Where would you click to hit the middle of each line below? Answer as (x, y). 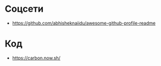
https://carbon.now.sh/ (36, 58)
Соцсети (24, 9)
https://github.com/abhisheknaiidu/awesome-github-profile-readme (84, 23)
